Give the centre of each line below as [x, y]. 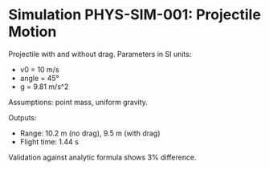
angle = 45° [39, 78]
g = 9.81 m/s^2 [44, 87]
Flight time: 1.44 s [49, 141]
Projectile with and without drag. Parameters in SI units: [100, 54]
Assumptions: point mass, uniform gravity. [78, 102]
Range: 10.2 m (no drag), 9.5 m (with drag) [90, 133]
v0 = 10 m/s [39, 69]
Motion [33, 32]
